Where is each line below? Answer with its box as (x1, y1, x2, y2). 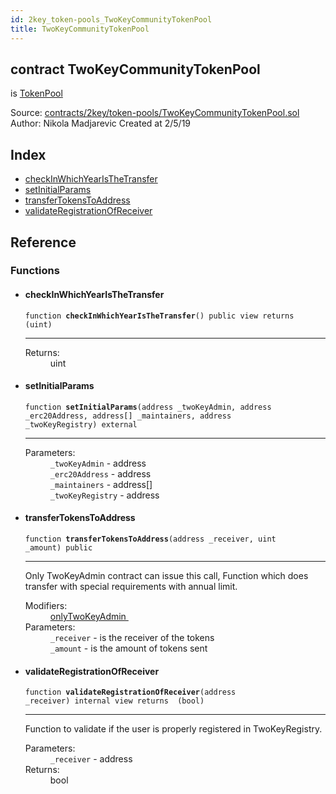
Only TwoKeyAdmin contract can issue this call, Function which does (24, 570, 309, 582)
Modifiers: (24, 600, 68, 612)
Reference (10, 234, 77, 251)
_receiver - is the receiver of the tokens (49, 632, 215, 644)
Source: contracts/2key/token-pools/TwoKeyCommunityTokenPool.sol (10, 107, 300, 119)
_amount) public (24, 543, 93, 553)
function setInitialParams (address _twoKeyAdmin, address (24, 402, 272, 412)
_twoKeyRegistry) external (24, 419, 138, 430)
